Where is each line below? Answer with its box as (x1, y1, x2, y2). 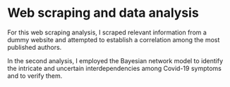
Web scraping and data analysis (7, 5, 199, 21)
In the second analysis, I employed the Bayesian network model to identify (7, 56, 224, 65)
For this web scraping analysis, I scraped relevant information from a (7, 28, 207, 36)
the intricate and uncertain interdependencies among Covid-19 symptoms (7, 64, 222, 72)
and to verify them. (7, 72, 63, 80)
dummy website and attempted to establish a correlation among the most (7, 35, 220, 43)
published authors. (7, 43, 62, 51)
